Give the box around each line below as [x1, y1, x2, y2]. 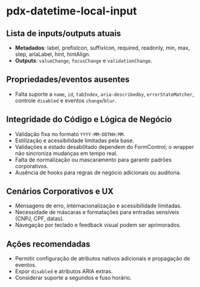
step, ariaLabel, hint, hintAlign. [14, 51, 91, 58]
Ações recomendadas [6, 239, 90, 249]
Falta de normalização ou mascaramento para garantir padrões [14, 156, 172, 163]
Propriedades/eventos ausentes [6, 74, 130, 85]
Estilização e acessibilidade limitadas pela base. [14, 137, 134, 144]
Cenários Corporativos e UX [6, 186, 114, 197]
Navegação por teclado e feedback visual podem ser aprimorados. [14, 221, 181, 229]
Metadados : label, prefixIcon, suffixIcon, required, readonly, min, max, [14, 44, 190, 51]
